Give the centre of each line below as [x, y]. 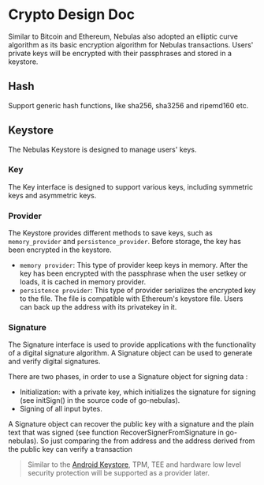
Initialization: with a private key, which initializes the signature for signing [138, 392]
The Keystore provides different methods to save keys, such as [110, 233]
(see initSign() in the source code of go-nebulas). [100, 400]
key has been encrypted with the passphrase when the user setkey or [133, 273]
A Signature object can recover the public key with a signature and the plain [131, 424]
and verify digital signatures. [54, 362]
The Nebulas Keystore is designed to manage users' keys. [102, 149]
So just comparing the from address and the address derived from [148, 441]
